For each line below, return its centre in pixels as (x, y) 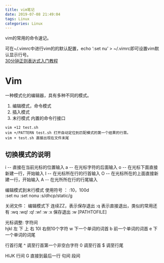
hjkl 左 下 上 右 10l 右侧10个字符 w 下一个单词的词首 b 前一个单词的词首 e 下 (81, 228)
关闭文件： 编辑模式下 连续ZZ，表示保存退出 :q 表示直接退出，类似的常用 (79, 206)
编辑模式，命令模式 (32, 106)
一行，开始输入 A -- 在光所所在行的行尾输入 (53, 180)
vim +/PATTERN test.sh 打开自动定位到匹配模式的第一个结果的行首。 (68, 133)
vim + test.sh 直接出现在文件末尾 (37, 138)
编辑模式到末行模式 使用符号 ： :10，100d (47, 190)
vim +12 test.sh (22, 128)
